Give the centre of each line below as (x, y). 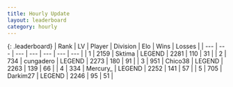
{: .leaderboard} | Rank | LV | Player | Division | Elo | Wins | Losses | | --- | (112, 47)
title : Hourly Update (39, 14)
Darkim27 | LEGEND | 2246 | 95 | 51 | (60, 76)
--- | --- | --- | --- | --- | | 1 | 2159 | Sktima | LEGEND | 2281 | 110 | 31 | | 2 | (121, 54)
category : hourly (32, 26)
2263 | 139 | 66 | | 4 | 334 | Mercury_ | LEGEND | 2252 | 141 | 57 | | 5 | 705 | (115, 69)
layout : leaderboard (37, 20)
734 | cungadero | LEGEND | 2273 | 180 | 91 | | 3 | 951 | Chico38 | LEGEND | (115, 61)
